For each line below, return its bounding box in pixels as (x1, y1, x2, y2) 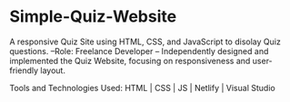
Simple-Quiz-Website (9, 6, 177, 27)
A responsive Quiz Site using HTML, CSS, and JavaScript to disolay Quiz (9, 36, 282, 47)
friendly (9, 65, 39, 76)
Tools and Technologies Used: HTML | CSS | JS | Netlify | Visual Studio (9, 82, 275, 93)
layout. (40, 65, 66, 76)
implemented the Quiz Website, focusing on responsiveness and (9, 55, 251, 66)
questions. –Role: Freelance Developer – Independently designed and (9, 45, 269, 56)
